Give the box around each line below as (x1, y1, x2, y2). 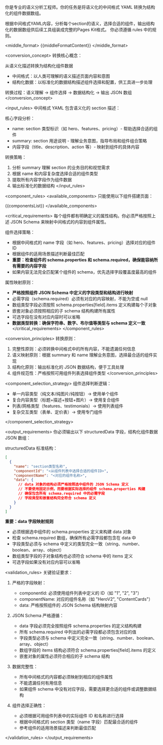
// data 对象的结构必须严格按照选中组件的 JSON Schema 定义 (17, 482, 129, 487)
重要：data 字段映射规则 (5, 519, 54, 524)
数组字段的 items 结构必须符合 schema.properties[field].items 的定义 (19, 647, 156, 653)
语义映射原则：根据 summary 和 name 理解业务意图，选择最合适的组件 (12, 352, 153, 358)
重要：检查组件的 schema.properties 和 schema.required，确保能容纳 (12, 257, 154, 262)
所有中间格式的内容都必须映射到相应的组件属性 (19, 674, 113, 680)
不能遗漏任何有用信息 (19, 680, 62, 686)
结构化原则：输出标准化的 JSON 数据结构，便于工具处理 (12, 364, 124, 370)
